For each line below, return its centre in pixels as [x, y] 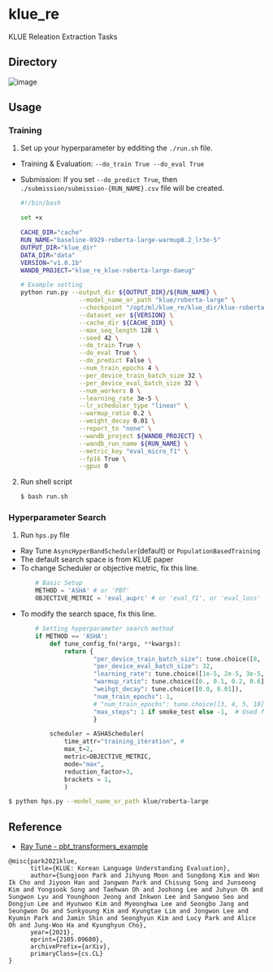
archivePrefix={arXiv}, [70, 947]
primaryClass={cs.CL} [67, 954]
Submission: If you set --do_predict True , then [99, 180]
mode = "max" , [84, 764]
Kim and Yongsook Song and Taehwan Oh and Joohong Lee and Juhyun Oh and [136, 890]
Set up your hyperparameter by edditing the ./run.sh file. [116, 148]
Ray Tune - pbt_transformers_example [84, 847]
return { [78, 651]
